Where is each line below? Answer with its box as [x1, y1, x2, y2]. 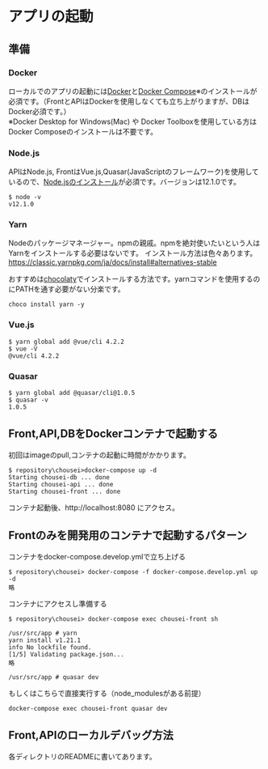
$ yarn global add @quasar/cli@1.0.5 [8, 389, 136, 397]
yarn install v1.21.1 [8, 636, 82, 644]
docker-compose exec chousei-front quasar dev [8, 704, 168, 712]
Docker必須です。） [8, 106, 71, 116]
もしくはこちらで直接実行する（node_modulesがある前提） [8, 688, 206, 698]
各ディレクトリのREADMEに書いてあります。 [8, 751, 157, 761]
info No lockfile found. [8, 643, 92, 652]
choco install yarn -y [8, 300, 85, 308]
